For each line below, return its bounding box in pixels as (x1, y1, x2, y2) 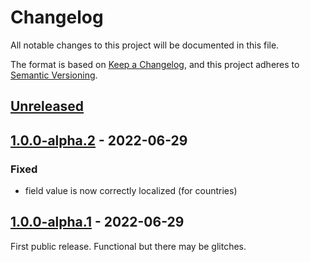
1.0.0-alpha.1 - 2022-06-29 (10, 214, 185, 231)
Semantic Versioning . (10, 69, 98, 81)
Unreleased (10, 98, 85, 115)
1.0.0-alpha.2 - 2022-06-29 (10, 132, 188, 149)
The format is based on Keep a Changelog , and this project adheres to (10, 58, 300, 70)
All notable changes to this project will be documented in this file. (10, 39, 280, 51)
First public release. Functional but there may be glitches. (10, 240, 247, 252)
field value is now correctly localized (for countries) (24, 185, 238, 197)
